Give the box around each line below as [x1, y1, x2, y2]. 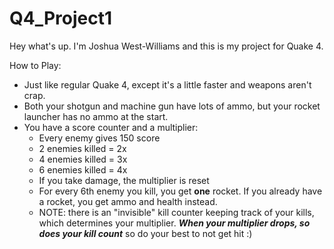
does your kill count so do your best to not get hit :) [38, 227, 253, 239]
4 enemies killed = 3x [38, 153, 128, 165]
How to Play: [9, 59, 62, 71]
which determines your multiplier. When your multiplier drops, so [38, 217, 311, 229]
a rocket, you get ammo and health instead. [38, 195, 218, 207]
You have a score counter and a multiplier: [23, 121, 199, 133]
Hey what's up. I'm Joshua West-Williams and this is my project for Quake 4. [9, 40, 324, 52]
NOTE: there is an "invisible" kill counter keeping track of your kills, [38, 206, 315, 218]
